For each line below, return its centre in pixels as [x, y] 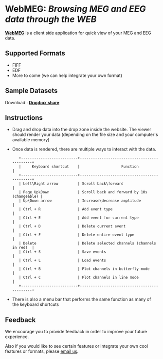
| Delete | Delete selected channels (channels [88, 244]
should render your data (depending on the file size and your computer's [85, 134]
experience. [17, 337]
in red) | [23, 248]
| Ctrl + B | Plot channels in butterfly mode [84, 269]
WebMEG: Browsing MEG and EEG [75, 9]
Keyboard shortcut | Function [85, 167]
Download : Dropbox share [32, 102]
